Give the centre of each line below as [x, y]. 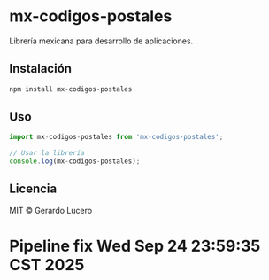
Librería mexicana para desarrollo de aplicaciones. [101, 41]
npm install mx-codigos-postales [71, 89]
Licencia [33, 189]
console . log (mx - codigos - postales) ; [75, 161]
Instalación [41, 69]
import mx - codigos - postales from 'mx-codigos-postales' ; [116, 137]
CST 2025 [47, 265]
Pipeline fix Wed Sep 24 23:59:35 [135, 246]
